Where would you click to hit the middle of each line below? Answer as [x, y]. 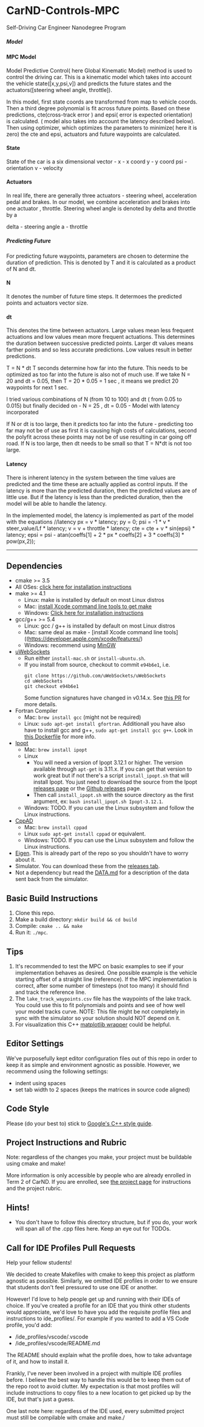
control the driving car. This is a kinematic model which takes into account [99, 77]
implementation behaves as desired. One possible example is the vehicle [106, 972]
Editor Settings [35, 1043]
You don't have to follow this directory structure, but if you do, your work [106, 1222]
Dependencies [34, 566]
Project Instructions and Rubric [66, 1142]
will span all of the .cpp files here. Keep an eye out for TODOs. [93, 1229]
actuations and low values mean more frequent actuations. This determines [101, 337]
